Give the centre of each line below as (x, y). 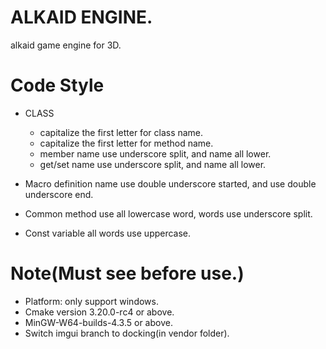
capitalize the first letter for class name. (121, 132)
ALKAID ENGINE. (81, 17)
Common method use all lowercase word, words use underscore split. (168, 213)
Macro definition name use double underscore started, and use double (170, 183)
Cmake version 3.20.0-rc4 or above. (99, 312)
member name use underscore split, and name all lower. (155, 153)
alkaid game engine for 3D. (66, 45)
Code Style (57, 85)
